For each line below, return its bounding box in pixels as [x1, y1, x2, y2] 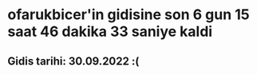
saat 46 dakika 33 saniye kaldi [7, 22, 213, 41]
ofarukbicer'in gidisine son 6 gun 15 [7, 6, 250, 24]
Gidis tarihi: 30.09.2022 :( [7, 54, 140, 68]
